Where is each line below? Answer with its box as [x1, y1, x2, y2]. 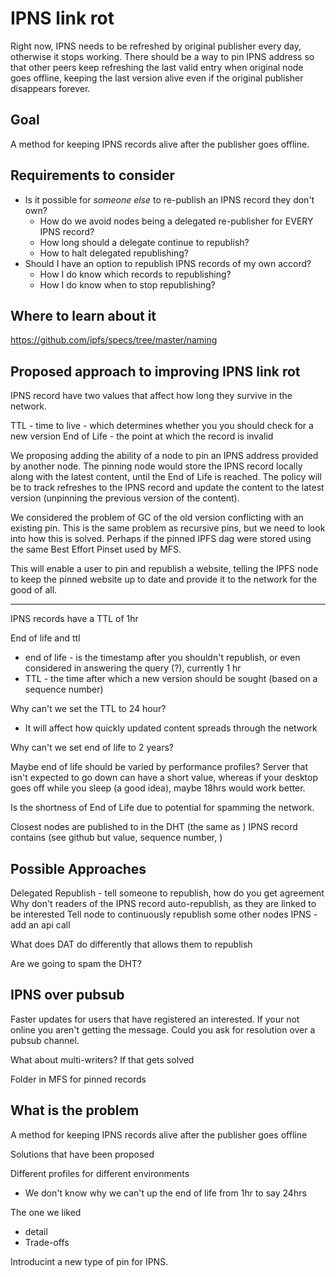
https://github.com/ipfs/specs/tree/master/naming [10, 334, 218, 346]
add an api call [10, 919, 71, 931]
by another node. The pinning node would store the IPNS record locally [10, 460, 303, 472]
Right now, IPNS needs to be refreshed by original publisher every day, [10, 40, 302, 52]
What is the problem [10, 1102, 140, 1119]
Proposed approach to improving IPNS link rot [10, 363, 301, 380]
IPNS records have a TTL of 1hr [10, 613, 139, 625]
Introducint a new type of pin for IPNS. [10, 1255, 169, 1267]
